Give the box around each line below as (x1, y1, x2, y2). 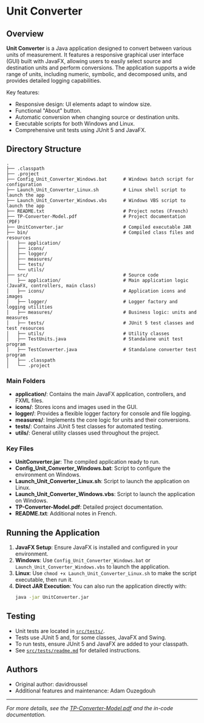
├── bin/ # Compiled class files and (6, 229, 194, 236)
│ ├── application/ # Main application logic (6, 277, 189, 284)
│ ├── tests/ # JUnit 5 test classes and (6, 320, 194, 326)
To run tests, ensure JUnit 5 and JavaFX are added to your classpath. (15, 640, 189, 648)
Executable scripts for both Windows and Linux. (15, 120, 135, 127)
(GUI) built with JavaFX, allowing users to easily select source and (6, 58, 172, 65)
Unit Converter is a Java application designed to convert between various (6, 44, 192, 52)
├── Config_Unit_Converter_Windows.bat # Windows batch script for (6, 176, 194, 182)
